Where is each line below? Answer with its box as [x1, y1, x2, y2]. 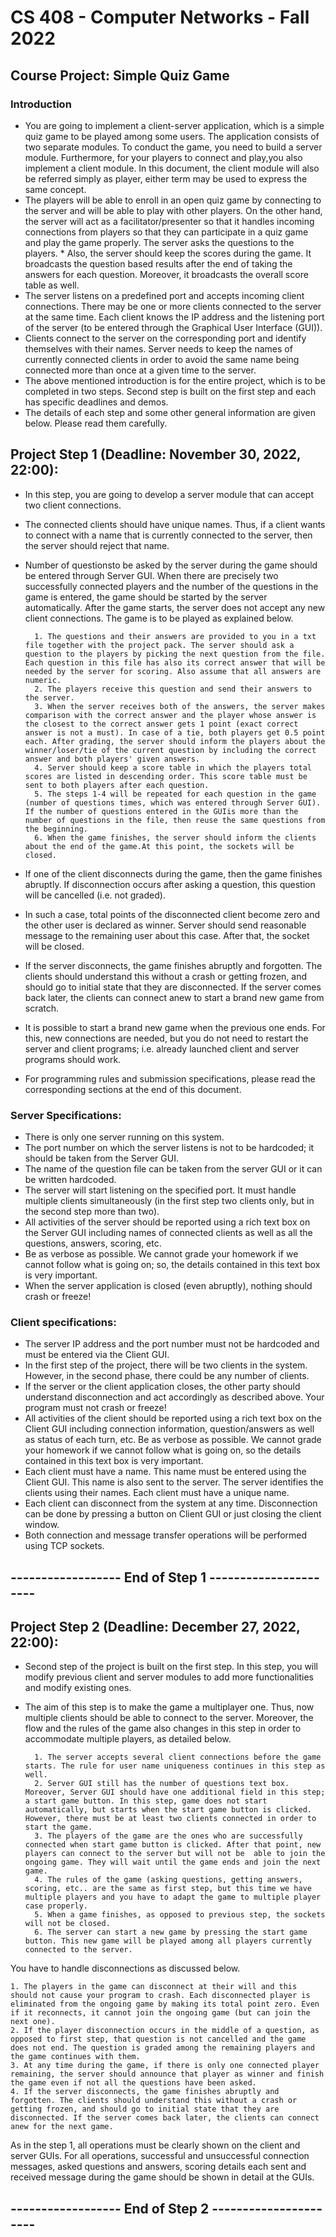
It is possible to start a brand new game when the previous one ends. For [24, 1021, 326, 1033]
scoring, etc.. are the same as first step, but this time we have [24, 1884, 312, 1894]
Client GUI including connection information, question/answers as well [24, 1423, 315, 1435]
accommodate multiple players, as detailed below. [24, 1733, 232, 1745]
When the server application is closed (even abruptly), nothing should [24, 1279, 313, 1291]
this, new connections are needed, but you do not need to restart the [24, 1032, 309, 1044]
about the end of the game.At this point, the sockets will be [24, 841, 295, 851]
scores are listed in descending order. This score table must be [24, 771, 308, 781]
